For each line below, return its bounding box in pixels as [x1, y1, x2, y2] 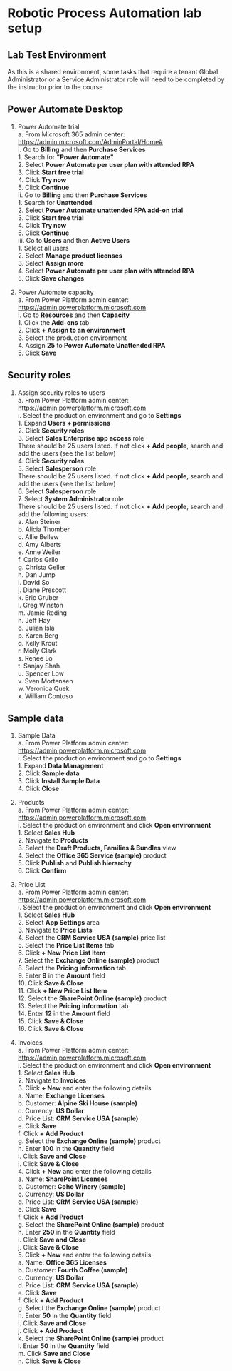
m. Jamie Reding [17, 608, 68, 617]
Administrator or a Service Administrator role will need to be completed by [7, 75, 225, 84]
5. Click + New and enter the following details [17, 1251, 152, 1260]
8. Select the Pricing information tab [17, 964, 127, 973]
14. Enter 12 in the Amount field [17, 1009, 110, 1018]
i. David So [17, 578, 50, 586]
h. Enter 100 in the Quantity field [17, 1145, 115, 1153]
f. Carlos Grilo [17, 555, 58, 563]
